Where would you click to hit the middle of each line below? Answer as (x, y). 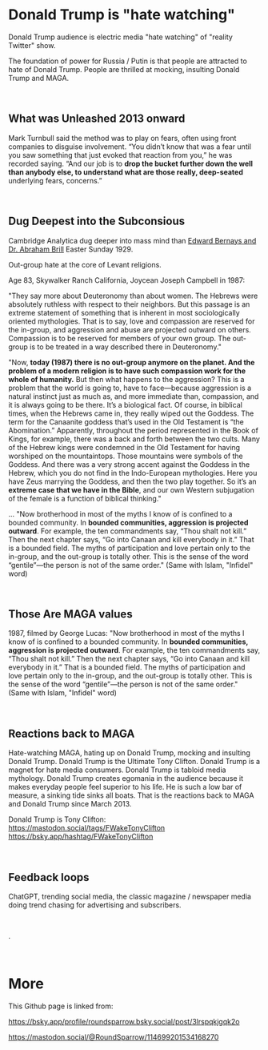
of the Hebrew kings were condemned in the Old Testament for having (124, 447)
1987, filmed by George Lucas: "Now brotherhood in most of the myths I (126, 634)
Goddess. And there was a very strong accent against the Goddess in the (129, 464)
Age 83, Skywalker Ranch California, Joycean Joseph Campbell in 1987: (127, 280)
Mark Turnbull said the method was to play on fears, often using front (122, 138)
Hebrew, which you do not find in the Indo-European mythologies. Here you (133, 473)
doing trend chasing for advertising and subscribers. (95, 905)
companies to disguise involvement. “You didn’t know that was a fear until (130, 147)
